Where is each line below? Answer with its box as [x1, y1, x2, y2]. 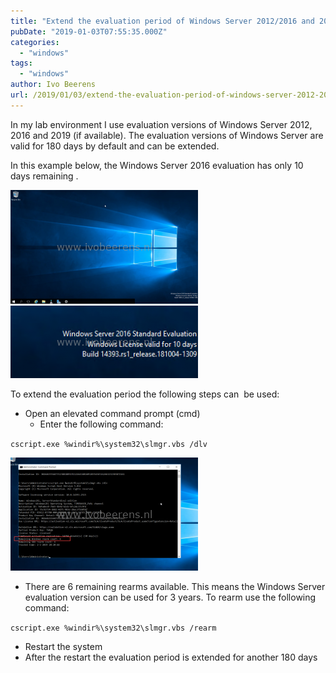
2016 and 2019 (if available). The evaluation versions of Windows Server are [10, 129, 324, 141]
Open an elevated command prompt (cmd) [24, 407, 201, 419]
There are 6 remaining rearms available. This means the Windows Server [24, 580, 326, 592]
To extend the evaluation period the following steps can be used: [10, 388, 280, 400]
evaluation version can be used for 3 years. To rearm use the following [24, 591, 317, 603]
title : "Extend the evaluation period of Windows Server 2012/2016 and [10, 16, 315, 26]
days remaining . [10, 170, 79, 182]
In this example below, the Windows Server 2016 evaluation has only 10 [10, 159, 304, 171]
